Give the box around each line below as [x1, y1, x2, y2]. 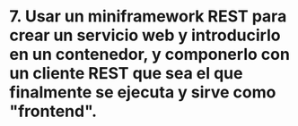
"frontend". [9, 101, 97, 122]
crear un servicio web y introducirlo [9, 25, 281, 46]
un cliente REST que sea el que [9, 63, 243, 84]
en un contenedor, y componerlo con [9, 45, 290, 64]
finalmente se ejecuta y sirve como [9, 82, 276, 103]
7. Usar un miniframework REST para [9, 6, 287, 27]
